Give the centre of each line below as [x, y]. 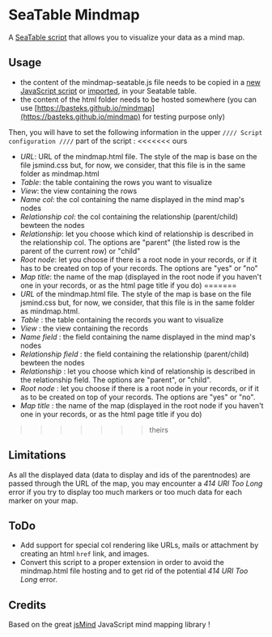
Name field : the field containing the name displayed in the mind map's [138, 336]
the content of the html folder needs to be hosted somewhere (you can [138, 99]
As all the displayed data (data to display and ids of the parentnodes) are [130, 475]
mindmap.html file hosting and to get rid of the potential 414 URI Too [134, 571]
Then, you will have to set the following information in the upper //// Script [136, 132]
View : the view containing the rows [79, 191]
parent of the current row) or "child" [80, 251]
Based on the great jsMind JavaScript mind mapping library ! [109, 625]
